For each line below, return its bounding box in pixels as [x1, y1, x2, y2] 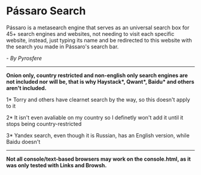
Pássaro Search [6, 4, 86, 18]
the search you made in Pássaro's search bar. [6, 43, 119, 50]
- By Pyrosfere [6, 54, 42, 62]
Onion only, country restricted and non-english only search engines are [6, 72, 188, 79]
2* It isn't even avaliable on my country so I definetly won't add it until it [6, 113, 184, 121]
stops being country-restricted [6, 120, 82, 127]
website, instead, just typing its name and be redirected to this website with [6, 36, 193, 44]
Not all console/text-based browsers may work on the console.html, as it [6, 155, 191, 162]
